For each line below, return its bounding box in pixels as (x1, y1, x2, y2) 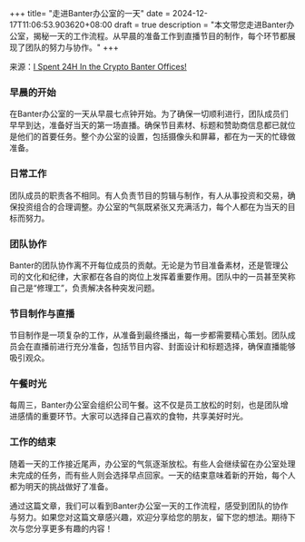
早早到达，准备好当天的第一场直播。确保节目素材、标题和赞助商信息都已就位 (9, 120, 296, 131)
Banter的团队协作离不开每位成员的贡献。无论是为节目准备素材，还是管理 (9, 260, 281, 271)
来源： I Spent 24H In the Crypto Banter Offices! (9, 62, 188, 72)
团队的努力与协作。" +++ (25, 42, 120, 53)
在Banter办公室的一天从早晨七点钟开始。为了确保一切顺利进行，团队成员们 (9, 108, 289, 120)
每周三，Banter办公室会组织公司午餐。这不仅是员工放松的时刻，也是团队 (9, 399, 281, 410)
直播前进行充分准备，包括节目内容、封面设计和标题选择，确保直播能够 (33, 341, 296, 352)
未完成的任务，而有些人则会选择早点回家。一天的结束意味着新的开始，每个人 (9, 469, 296, 480)
